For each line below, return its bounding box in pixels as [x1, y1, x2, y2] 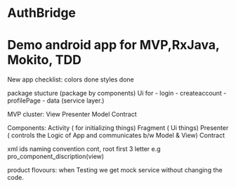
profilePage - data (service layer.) [7, 96, 105, 105]
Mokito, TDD [7, 52, 82, 68]
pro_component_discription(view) [7, 153, 104, 161]
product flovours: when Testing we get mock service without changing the [7, 166, 223, 174]
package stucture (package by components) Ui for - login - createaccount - [7, 89, 227, 98]
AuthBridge [7, 5, 76, 21]
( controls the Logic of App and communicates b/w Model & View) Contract [7, 131, 225, 140]
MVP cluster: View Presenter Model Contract [7, 110, 137, 119]
